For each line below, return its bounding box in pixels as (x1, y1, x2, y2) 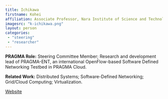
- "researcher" (7, 40, 39, 45)
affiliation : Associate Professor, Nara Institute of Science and (5, 16, 146, 21)
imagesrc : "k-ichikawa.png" (5, 21, 64, 26)
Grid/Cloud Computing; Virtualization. (5, 79, 82, 85)
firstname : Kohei (5, 12, 41, 17)
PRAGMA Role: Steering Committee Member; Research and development (5, 53, 156, 59)
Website (5, 88, 22, 95)
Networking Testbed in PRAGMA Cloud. (5, 64, 87, 70)
